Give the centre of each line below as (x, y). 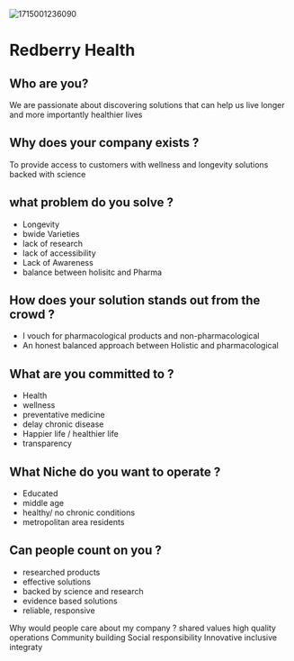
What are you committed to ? (92, 374)
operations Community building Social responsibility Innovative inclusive (143, 637)
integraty (26, 647)
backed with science (48, 174)
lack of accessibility (59, 253)
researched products (61, 572)
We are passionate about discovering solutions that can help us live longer (147, 105)
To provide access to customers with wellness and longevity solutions (139, 164)
